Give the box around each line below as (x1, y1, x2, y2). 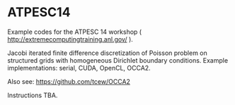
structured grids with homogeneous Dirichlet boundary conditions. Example (7, 56, 229, 64)
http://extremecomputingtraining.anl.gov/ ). (7, 35, 133, 43)
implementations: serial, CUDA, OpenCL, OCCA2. (7, 63, 151, 72)
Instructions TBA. (7, 91, 58, 99)
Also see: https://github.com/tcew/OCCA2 (7, 77, 131, 85)
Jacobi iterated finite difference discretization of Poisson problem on (7, 49, 207, 57)
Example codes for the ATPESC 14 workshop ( (7, 27, 142, 36)
